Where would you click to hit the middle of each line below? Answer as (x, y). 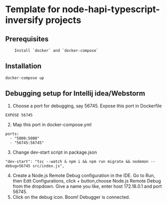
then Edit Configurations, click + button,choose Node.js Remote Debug (87, 181)
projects (63, 20)
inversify (25, 20)
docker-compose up (25, 78)
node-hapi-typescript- (111, 9)
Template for (33, 9)
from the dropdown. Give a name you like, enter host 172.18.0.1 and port (87, 186)
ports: (12, 134)
